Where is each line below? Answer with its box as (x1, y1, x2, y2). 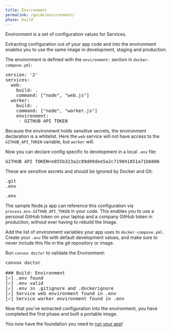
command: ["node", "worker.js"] (16, 108, 98, 114)
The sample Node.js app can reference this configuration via (5, 202, 133, 209)
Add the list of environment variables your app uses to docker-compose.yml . (5, 229, 164, 235)
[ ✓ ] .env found (5, 275, 44, 281)
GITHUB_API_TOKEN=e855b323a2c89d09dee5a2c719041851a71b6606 (5, 159, 160, 164)
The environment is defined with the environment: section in (5, 57, 132, 63)
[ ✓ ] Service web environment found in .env (5, 291, 117, 297)
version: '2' (5, 72, 39, 78)
